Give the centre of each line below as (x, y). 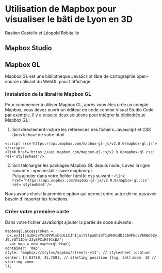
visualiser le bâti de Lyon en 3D (69, 19)
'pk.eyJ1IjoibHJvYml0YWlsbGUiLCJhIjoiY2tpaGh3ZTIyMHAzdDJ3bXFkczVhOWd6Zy (81, 235)
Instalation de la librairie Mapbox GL (48, 94)
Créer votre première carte (37, 212)
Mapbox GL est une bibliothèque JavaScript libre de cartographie (70, 76)
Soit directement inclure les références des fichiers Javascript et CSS (81, 129)
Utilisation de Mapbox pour (61, 9)
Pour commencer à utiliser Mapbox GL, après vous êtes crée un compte (77, 105)
